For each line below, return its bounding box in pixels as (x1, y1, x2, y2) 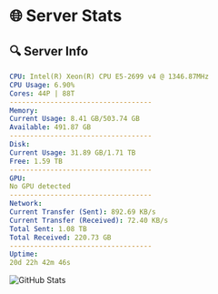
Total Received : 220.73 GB (9, 233, 112, 242)
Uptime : (9, 249, 39, 259)
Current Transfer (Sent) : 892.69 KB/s (9, 208, 156, 217)
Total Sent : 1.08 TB (9, 224, 88, 233)
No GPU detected (9, 182, 71, 191)
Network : (9, 199, 43, 208)
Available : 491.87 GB (9, 123, 92, 132)
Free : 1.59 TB (9, 157, 64, 166)
